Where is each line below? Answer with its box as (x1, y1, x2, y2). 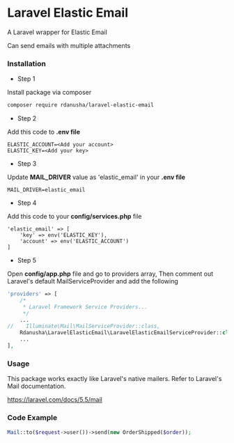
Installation (7, 59, 47, 68)
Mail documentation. (7, 382, 66, 391)
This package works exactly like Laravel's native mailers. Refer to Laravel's (7, 375, 222, 383)
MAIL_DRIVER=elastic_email (7, 187, 86, 194)
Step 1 (17, 75, 36, 83)
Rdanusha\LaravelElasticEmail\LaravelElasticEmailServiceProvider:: (19, 329, 223, 336)
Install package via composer (7, 88, 92, 97)
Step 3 (17, 160, 37, 168)
